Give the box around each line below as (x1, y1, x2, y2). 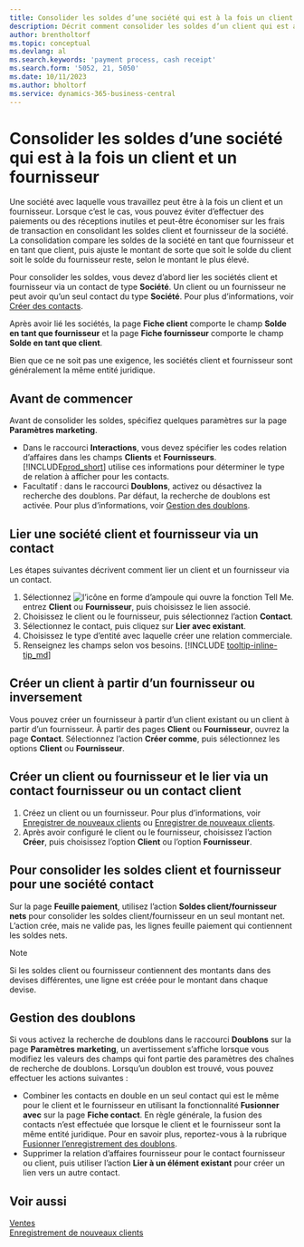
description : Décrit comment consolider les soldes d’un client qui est (9, 22, 290, 31)
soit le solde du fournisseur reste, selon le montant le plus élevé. (9, 255, 250, 266)
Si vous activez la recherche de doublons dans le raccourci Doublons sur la (9, 1034, 292, 1045)
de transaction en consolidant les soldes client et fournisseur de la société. (9, 226, 289, 237)
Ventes (9, 1218, 36, 1229)
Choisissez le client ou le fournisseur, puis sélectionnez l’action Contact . (22, 611, 294, 622)
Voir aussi (9, 1194, 67, 1209)
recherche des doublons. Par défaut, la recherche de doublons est (22, 490, 271, 501)
